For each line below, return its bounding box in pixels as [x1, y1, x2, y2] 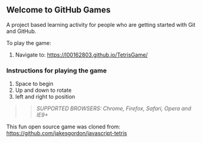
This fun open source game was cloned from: [6, 123, 120, 130]
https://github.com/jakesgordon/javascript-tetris [6, 130, 128, 137]
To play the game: [6, 39, 52, 46]
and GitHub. [6, 27, 37, 35]
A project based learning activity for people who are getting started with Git [6, 21, 196, 28]
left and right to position [15, 93, 75, 100]
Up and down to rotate [15, 86, 72, 94]
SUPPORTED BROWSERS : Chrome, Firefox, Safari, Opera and [36, 105, 192, 112]
